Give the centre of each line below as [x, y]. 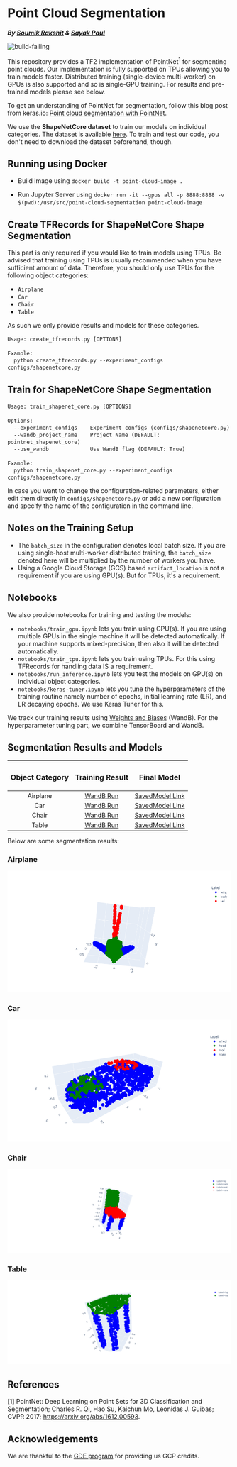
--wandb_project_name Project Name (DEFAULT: [87, 435]
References [33, 1384]
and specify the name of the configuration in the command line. [100, 506]
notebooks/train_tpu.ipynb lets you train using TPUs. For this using [116, 658]
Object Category [40, 777]
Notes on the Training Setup [71, 528]
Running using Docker [57, 164]
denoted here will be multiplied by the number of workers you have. [116, 560]
